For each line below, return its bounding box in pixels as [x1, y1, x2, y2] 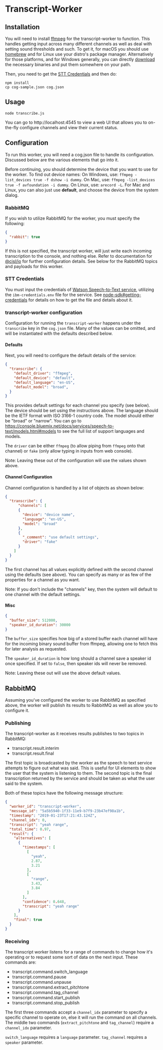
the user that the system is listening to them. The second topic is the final [5, 770, 152, 776]
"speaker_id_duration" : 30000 [9, 622, 71, 627]
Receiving [5, 938, 29, 945]
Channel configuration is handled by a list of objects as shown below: [5, 485, 145, 491]
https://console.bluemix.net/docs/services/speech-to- [5, 423, 114, 429]
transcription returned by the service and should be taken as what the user [5, 776, 155, 782]
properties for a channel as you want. [5, 576, 80, 583]
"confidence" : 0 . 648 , [22, 899, 67, 904]
